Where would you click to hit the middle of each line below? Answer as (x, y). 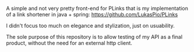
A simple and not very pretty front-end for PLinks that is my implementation (97, 8)
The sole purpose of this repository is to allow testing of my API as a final (94, 37)
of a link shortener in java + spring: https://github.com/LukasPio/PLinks (92, 14)
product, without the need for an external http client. (69, 43)
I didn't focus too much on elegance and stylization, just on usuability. (90, 26)
